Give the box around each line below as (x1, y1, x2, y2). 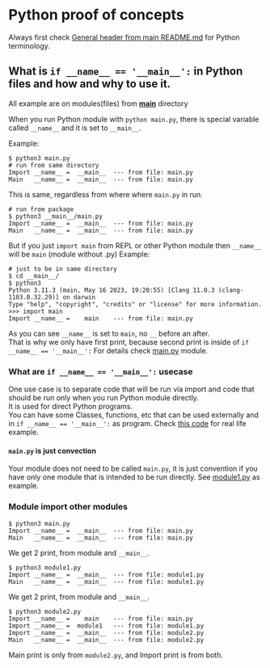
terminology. (8, 40, 51, 50)
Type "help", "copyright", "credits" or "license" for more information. (8, 300, 263, 308)
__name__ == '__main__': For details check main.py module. (8, 345, 209, 355)
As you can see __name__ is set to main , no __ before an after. (8, 328, 210, 338)
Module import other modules (8, 501, 128, 513)
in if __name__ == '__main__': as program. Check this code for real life (8, 419, 247, 429)
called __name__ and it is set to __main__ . (8, 123, 141, 133)
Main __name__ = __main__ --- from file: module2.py (8, 636, 205, 644)
